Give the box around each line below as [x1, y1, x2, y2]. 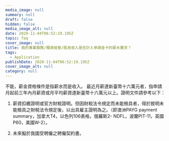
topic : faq [5, 36, 28, 41]
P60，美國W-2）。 [12, 120, 50, 125]
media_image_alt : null [5, 26, 53, 31]
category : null [5, 69, 38, 74]
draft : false [5, 17, 33, 22]
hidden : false [5, 21, 36, 27]
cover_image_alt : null [5, 64, 53, 69]
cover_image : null [5, 41, 44, 46]
